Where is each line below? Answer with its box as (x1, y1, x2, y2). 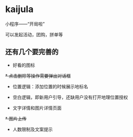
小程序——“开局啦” (5, 21, 45, 27)
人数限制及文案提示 (12, 126, 53, 132)
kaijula (5, 4, 34, 15)
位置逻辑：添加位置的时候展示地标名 (12, 83, 88, 89)
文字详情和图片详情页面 (12, 105, 62, 111)
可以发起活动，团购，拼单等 (5, 31, 63, 37)
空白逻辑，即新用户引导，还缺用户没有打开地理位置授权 (12, 94, 128, 100)
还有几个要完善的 (5, 48, 59, 56)
